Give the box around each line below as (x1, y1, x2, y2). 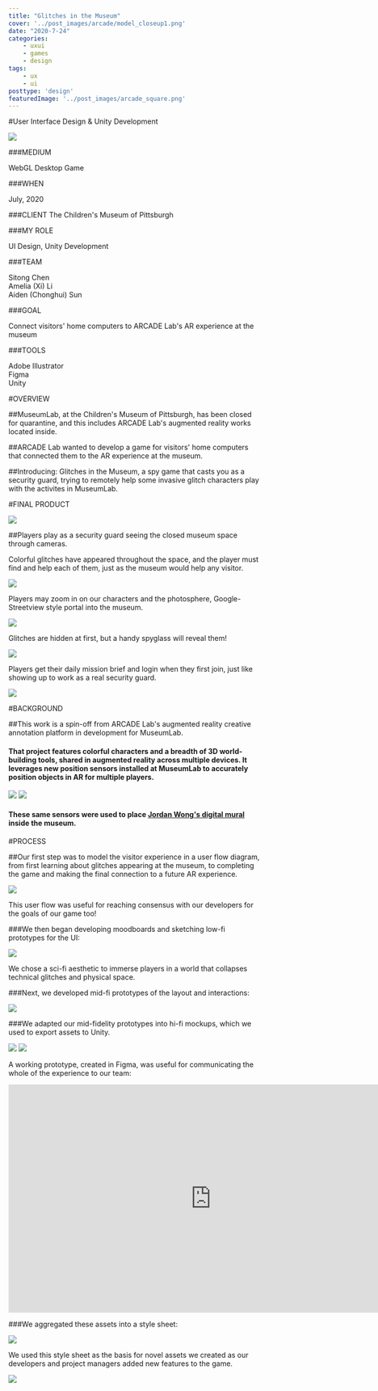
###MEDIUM (8, 147, 52, 158)
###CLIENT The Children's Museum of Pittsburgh (8, 210, 174, 220)
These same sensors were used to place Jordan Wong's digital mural (8, 810, 245, 820)
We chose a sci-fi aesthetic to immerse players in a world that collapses (8, 963, 248, 973)
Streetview (8, 603, 44, 613)
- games (23, 49, 48, 57)
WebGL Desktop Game (8, 163, 85, 173)
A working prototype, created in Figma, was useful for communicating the (8, 1060, 254, 1069)
